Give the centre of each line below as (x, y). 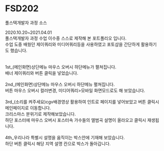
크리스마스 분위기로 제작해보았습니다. (40, 114)
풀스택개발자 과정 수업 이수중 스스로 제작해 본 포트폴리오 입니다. (66, 38)
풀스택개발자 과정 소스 (26, 22)
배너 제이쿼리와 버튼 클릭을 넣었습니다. (42, 73)
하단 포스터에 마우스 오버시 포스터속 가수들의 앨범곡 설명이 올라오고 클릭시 (76, 120)
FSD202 (22, 9)
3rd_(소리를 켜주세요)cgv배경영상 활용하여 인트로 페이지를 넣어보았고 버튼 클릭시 (82, 102)
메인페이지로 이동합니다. (28, 108)
